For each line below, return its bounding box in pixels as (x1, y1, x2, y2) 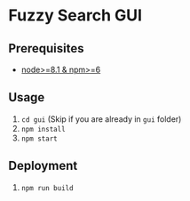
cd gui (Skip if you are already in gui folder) (20, 113, 182, 125)
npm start (20, 134, 59, 143)
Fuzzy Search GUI (8, 5, 143, 26)
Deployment (8, 158, 78, 173)
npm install (20, 125, 66, 133)
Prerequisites (8, 41, 84, 56)
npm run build (20, 183, 74, 192)
